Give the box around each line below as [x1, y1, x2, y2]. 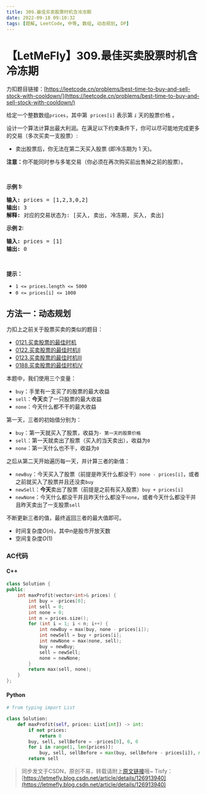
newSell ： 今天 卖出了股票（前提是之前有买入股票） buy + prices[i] [15, 486, 184, 494]
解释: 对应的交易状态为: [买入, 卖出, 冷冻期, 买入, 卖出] [6, 212, 165, 219]
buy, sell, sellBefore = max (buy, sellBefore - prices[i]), [39, 750, 196, 756]
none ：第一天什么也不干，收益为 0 [15, 445, 99, 452]
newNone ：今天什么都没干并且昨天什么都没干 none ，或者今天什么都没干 [15, 494, 191, 501]
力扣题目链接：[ [6, 85, 47, 93]
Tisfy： [154, 768, 173, 775]
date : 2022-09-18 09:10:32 [6, 15, 75, 21]
